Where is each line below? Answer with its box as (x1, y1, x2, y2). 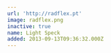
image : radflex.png (7, 17, 64, 23)
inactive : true (7, 23, 51, 30)
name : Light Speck (7, 29, 60, 36)
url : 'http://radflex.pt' (7, 10, 82, 17)
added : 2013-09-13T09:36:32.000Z (7, 36, 104, 43)
